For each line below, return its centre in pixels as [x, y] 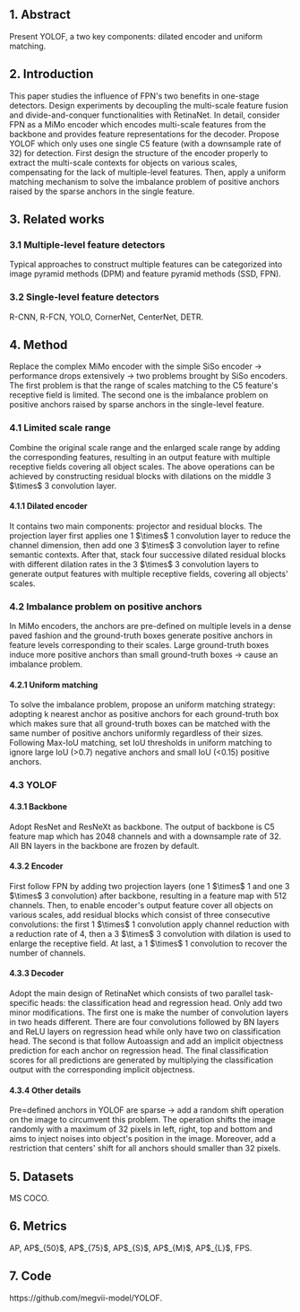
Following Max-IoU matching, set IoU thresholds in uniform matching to [141, 743]
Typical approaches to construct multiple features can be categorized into [146, 265]
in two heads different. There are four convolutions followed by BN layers [144, 1021]
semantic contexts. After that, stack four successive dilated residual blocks [148, 555]
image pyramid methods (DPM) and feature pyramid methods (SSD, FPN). [146, 274]
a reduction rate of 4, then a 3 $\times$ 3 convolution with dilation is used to [150, 933]
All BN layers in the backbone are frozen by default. [104, 845]
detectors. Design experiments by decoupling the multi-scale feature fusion [149, 105]
